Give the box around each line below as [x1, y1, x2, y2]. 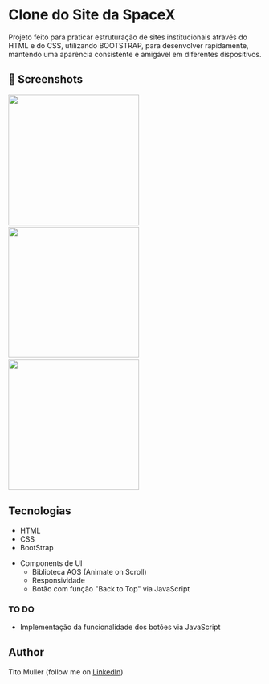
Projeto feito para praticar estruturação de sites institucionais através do [8, 32, 247, 42]
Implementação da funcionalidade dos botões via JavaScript [19, 622, 221, 632]
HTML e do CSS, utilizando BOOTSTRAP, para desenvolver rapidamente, [8, 40, 249, 50]
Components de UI [19, 558, 83, 568]
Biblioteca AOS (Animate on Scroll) [31, 567, 147, 576]
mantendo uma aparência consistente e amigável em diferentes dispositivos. [8, 49, 262, 59]
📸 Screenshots [8, 72, 84, 86]
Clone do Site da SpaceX [8, 6, 176, 24]
